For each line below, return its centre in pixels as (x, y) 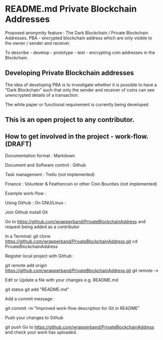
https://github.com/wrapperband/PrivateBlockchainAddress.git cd (71, 241)
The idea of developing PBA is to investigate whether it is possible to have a (81, 85)
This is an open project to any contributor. (70, 120)
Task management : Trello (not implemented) (50, 174)
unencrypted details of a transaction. (42, 95)
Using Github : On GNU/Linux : (36, 202)
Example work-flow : (26, 193)
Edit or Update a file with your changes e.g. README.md (62, 280)
